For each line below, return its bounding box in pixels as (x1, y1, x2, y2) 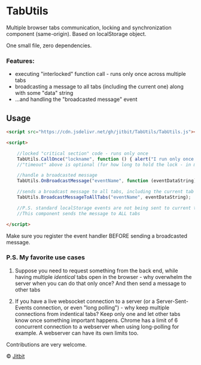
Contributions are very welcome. (6, 341, 87, 348)
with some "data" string (14, 90, 74, 97)
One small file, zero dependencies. (6, 42, 92, 49)
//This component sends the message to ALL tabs (17, 210, 141, 216)
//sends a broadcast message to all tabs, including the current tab (17, 189, 194, 195)
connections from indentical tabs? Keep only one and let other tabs (14, 310, 181, 317)
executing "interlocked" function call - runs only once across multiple (14, 70, 187, 78)
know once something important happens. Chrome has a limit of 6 (14, 317, 178, 324)
